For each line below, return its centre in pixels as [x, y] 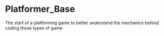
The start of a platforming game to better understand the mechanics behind [82, 23]
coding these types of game [34, 28]
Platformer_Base [40, 9]
